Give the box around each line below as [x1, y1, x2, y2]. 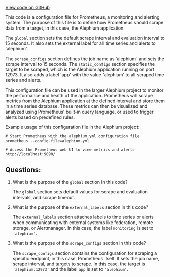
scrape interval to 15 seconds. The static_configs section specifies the [5, 61, 155, 67]
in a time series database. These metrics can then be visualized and [5, 103, 148, 109]
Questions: [5, 165, 41, 174]
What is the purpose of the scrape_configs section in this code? [12, 240, 146, 246]
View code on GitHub [5, 5, 50, 10]
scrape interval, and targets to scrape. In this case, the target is [12, 261, 146, 267]
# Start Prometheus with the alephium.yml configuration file [5, 134, 140, 139]
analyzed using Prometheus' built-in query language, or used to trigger [5, 109, 154, 115]
